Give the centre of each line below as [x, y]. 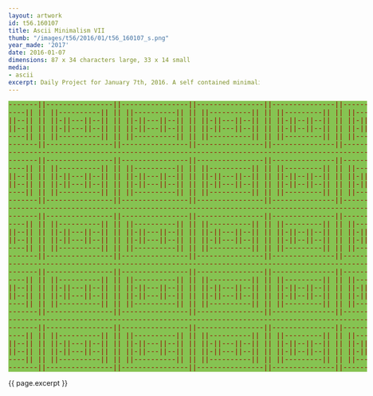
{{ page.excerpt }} [38, 382]
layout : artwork [35, 16]
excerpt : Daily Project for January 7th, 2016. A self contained [119, 82]
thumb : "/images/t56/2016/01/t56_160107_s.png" [89, 38]
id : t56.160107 [33, 23]
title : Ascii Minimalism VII [57, 30]
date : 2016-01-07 [37, 53]
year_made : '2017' [39, 45]
